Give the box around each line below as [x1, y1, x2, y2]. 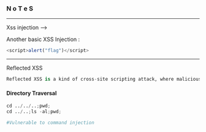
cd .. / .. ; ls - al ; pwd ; [6, 109, 62, 115]
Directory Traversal [6, 89, 57, 97]
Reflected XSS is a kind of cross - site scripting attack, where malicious [6, 76, 202, 82]
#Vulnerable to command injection [6, 120, 95, 126]
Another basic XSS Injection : [6, 35, 80, 43]
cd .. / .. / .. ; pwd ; [6, 103, 51, 109]
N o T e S [6, 4, 34, 13]
